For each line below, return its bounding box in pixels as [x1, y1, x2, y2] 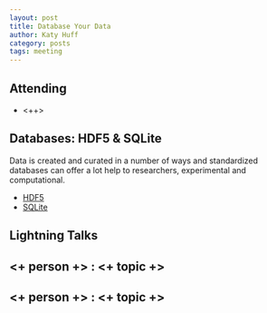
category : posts [9, 38, 71, 48]
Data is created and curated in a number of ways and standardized [9, 155, 259, 166]
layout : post [9, 13, 59, 23]
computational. [9, 174, 65, 185]
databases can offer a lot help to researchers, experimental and [9, 164, 247, 175]
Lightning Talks [9, 228, 98, 243]
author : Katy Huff [9, 30, 79, 39]
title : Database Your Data [9, 22, 111, 31]
